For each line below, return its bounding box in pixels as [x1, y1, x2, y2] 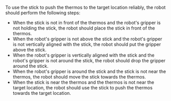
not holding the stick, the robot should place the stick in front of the [12, 25, 155, 31]
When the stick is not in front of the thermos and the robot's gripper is [12, 20, 161, 26]
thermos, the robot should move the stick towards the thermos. [12, 74, 146, 80]
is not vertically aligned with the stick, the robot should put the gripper [12, 41, 161, 47]
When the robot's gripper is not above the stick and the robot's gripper [12, 36, 162, 42]
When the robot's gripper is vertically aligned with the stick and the [12, 52, 155, 58]
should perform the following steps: [5, 10, 81, 16]
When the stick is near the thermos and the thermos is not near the [12, 79, 155, 85]
